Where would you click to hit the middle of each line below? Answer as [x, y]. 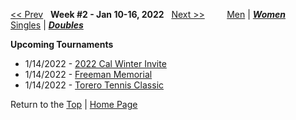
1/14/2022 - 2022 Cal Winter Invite [95, 63]
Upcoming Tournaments [62, 44]
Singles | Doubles [47, 25]
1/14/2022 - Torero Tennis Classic [94, 85]
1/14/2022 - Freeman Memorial [88, 74]
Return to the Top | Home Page [74, 104]
